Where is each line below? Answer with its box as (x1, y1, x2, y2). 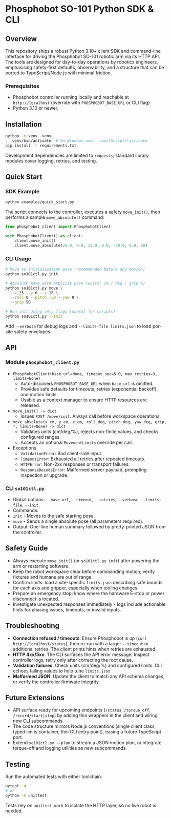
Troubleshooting (5, 621, 60, 630)
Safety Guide (5, 544, 48, 553)
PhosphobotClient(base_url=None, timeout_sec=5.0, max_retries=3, (12, 371, 158, 377)
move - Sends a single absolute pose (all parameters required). (12, 518, 144, 524)
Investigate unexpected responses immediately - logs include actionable (12, 601, 166, 607)
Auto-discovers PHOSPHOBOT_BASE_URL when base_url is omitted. (20, 380, 154, 386)
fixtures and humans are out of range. (12, 574, 93, 580)
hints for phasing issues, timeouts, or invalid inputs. (12, 606, 121, 612)
